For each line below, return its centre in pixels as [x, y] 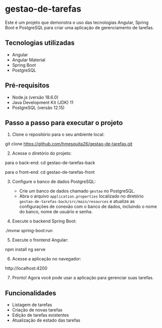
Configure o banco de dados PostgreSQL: [54, 182]
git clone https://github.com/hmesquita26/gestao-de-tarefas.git [69, 144]
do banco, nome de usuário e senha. [56, 212]
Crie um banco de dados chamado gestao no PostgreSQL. [77, 191]
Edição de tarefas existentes [40, 315]
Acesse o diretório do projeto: [42, 153]
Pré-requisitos [27, 85]
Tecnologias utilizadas [40, 43]
